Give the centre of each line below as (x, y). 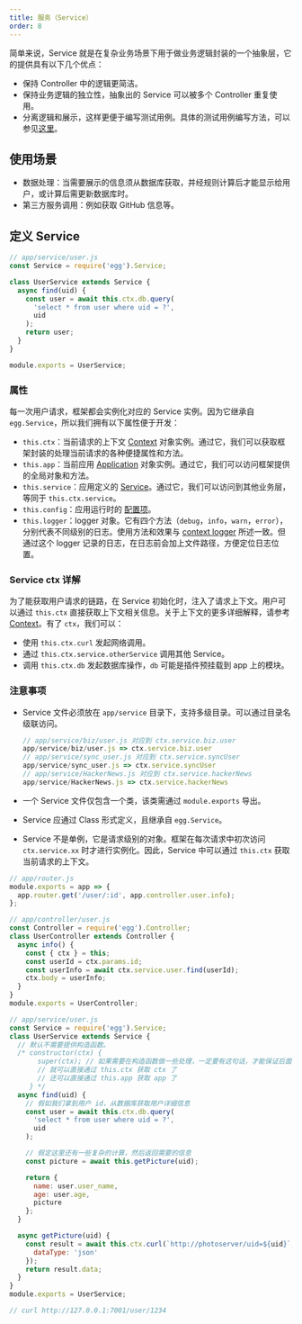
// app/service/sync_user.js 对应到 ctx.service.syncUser (131, 757)
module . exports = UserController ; (74, 1004)
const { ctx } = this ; (68, 953)
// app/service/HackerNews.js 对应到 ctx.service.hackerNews (137, 774)
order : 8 (26, 26)
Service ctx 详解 (45, 580)
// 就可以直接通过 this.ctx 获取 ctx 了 (107, 1070)
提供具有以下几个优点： (60, 64)
